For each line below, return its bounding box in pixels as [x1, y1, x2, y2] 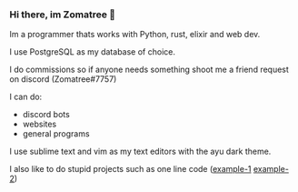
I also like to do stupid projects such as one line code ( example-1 [9, 164, 252, 175]
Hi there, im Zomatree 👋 [9, 8, 116, 21]
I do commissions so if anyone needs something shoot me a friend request [9, 64, 289, 76]
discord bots [22, 109, 70, 120]
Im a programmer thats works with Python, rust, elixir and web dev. [9, 29, 261, 40]
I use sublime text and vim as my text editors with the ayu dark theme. [9, 146, 272, 157]
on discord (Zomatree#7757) [9, 74, 117, 85]
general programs [22, 128, 90, 139]
